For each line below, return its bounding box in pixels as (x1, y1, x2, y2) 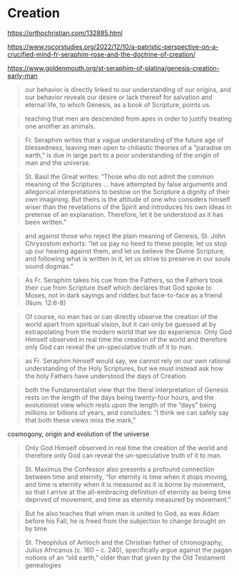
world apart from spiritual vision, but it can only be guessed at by (24, 320, 217, 328)
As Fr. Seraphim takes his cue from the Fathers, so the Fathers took (24, 276, 223, 284)
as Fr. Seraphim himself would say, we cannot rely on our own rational (24, 356, 231, 365)
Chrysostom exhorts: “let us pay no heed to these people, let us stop (24, 239, 228, 248)
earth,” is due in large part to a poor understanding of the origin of (24, 151, 220, 159)
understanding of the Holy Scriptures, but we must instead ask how (24, 364, 223, 373)
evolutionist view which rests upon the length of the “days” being (24, 400, 216, 409)
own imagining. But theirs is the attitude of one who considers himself (24, 195, 230, 203)
